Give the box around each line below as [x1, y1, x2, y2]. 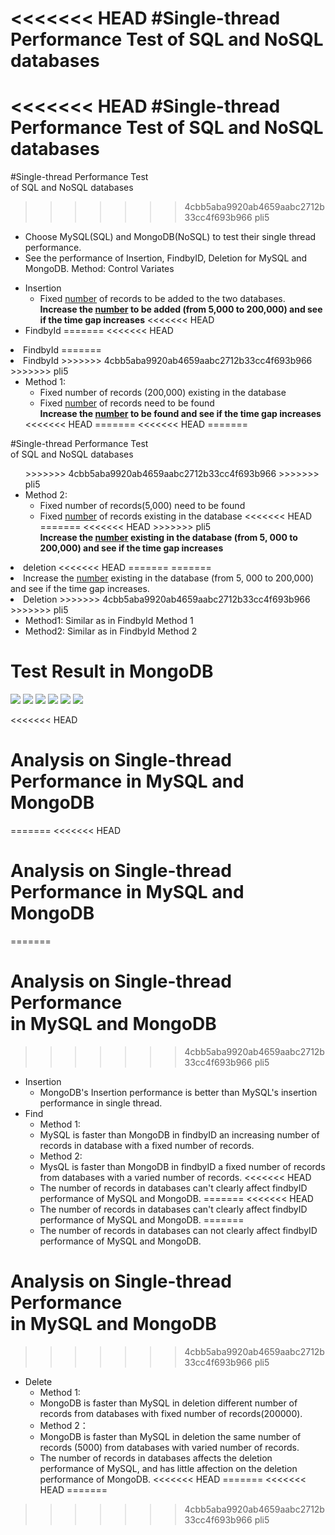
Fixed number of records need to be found [39, 397, 215, 409]
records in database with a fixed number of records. [39, 1139, 255, 1151]
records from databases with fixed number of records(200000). [39, 1407, 303, 1419]
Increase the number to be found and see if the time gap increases [39, 408, 322, 420]
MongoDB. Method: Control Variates [24, 263, 175, 275]
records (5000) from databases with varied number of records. [39, 1441, 300, 1453]
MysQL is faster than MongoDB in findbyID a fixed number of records [39, 1160, 326, 1172]
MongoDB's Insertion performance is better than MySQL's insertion [39, 1086, 318, 1098]
